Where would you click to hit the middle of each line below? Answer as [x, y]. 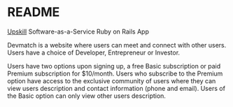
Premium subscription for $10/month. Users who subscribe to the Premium [115, 73]
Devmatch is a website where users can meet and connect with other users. [117, 45]
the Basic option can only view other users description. [87, 96]
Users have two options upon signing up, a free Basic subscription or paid [114, 66]
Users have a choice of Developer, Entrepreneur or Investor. [94, 52]
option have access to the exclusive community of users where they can [112, 80]
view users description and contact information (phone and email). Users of [116, 88]
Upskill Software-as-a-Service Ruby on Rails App [78, 31]
